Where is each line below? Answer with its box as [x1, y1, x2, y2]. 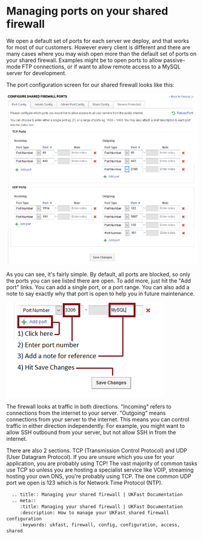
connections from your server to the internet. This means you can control [6, 416, 190, 423]
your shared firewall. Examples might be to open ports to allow [6, 56, 162, 64]
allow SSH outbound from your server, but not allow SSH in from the [6, 429, 176, 436]
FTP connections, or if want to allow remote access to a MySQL [22, 62, 181, 70]
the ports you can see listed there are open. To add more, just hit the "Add [6, 277, 191, 284]
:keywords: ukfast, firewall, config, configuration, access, [19, 522, 181, 528]
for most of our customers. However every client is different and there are [6, 44, 191, 51]
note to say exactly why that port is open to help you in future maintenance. [6, 290, 195, 298]
